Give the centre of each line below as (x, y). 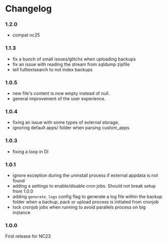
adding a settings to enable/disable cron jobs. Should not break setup (84, 186)
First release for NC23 (28, 236)
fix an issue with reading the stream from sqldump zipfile (71, 64)
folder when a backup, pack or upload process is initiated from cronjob (85, 202)
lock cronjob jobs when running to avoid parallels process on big (79, 207)
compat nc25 (26, 35)
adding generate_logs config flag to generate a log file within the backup (87, 196)
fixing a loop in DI (30, 151)
